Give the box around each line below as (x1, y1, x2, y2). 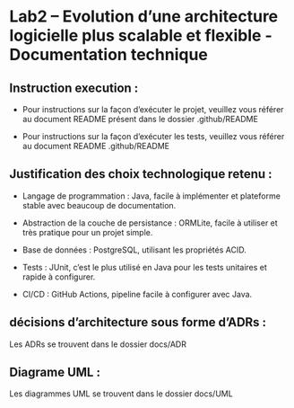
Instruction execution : (9, 80, 139, 95)
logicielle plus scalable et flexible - (9, 25, 273, 46)
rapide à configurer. (22, 271, 96, 282)
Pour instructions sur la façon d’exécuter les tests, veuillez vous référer (22, 131, 285, 141)
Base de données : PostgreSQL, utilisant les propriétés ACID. (22, 244, 246, 255)
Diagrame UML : (9, 365, 101, 380)
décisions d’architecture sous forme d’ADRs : (9, 315, 267, 330)
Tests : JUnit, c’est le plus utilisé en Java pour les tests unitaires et (22, 262, 267, 272)
